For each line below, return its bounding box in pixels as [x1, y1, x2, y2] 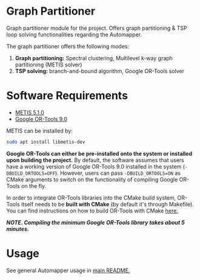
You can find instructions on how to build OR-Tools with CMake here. [6, 207, 179, 214]
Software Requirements [6, 89, 128, 103]
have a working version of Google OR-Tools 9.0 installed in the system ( [6, 163, 185, 170]
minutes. [6, 225, 29, 233]
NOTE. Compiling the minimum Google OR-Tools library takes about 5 [6, 219, 185, 226]
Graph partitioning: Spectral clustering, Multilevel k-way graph [15, 54, 173, 61]
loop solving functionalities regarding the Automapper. [6, 30, 142, 38]
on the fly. [21, 182, 47, 189]
